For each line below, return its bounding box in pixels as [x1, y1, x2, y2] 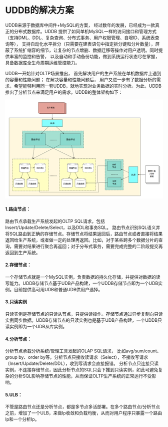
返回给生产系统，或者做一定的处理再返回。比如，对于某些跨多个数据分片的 [5, 237, 158, 243]
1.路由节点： [5, 206, 31, 212]
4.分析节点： [5, 336, 31, 342]
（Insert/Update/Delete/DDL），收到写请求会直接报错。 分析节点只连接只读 [5, 360, 159, 366]
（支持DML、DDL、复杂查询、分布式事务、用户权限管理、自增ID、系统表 [5, 35, 155, 41]
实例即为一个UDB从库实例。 [9, 324, 67, 330]
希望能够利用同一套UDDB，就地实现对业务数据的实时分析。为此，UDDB [13, 83, 161, 89]
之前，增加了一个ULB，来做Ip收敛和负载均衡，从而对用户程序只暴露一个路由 [5, 410, 162, 416]
